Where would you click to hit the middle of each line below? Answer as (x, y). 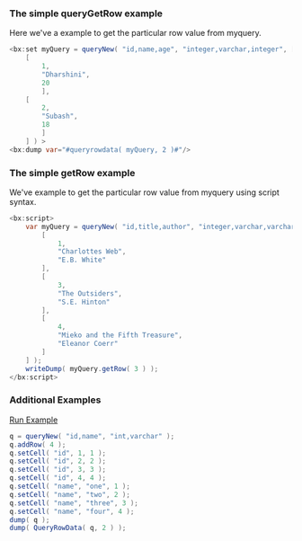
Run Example (34, 420)
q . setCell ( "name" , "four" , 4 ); (72, 511)
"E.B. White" (81, 260)
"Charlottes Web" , (92, 252)
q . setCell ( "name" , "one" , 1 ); (70, 487)
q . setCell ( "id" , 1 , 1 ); (58, 453)
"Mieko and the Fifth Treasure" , (120, 335)
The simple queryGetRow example (86, 13)
